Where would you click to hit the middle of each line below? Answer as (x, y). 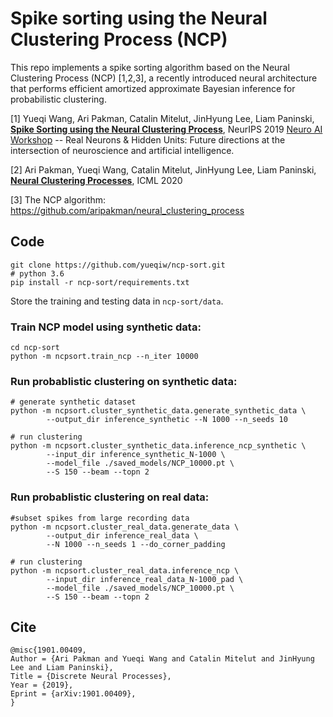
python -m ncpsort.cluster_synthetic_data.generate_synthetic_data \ (158, 411)
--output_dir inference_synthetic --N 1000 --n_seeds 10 (167, 420)
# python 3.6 (37, 273)
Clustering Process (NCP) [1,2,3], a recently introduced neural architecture (164, 78)
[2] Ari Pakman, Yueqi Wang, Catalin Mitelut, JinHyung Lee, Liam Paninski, (163, 169)
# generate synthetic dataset (73, 402)
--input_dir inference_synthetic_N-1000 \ (136, 455)
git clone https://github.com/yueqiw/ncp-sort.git (118, 265)
